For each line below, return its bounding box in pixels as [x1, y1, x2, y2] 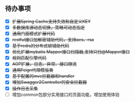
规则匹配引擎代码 [12, 55, 47, 61]
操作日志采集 [12, 85, 38, 91]
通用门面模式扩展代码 [12, 31, 55, 36]
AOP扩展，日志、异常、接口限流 [12, 61, 77, 67]
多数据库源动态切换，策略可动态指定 [12, 24, 85, 30]
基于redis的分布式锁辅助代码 [12, 43, 70, 49]
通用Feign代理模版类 [12, 67, 54, 73]
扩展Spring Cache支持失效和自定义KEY [12, 18, 91, 24]
